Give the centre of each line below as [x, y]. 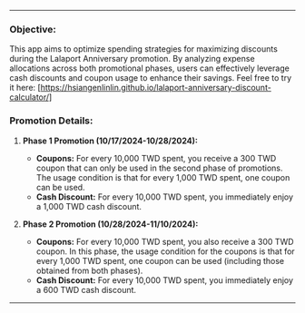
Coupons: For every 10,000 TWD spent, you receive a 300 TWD [156, 158]
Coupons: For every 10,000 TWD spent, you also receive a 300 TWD [165, 241]
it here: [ [25, 88]
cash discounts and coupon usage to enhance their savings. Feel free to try [151, 78]
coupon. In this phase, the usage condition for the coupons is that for [165, 251]
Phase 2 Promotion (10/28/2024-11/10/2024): [110, 224]
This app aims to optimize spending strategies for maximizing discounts [144, 49]
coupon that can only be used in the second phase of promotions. [159, 168]
